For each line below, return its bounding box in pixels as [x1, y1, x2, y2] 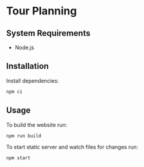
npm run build [6, 133, 42, 139]
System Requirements [6, 28, 91, 38]
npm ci [6, 89, 23, 95]
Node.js [14, 44, 35, 51]
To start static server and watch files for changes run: [6, 144, 139, 151]
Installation [6, 61, 49, 71]
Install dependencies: [6, 77, 59, 84]
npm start [6, 155, 31, 161]
